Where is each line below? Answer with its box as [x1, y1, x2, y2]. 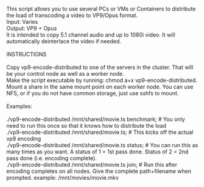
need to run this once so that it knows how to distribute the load [6, 122, 166, 129]
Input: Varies [6, 18, 38, 25]
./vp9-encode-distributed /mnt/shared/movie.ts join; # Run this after [6, 161, 178, 168]
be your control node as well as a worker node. [6, 70, 125, 77]
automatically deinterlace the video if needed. [6, 38, 122, 45]
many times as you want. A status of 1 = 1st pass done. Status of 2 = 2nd [6, 148, 189, 155]
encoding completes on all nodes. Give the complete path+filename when [6, 167, 192, 175]
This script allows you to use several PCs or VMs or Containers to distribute [6, 5, 196, 12]
